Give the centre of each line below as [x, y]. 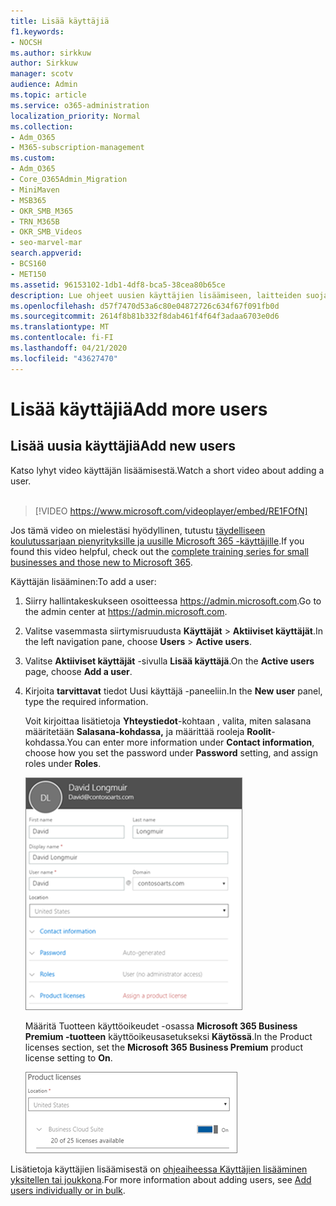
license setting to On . [68, 1057]
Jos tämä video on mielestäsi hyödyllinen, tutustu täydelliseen [138, 530]
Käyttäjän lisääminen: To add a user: [83, 581]
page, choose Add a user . [78, 671]
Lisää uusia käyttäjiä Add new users [123, 446]
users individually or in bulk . [68, 1190]
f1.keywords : [37, 31]
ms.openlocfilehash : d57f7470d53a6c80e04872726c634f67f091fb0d [145, 306]
